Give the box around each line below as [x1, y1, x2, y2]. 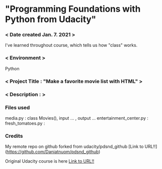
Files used [5, 104, 30, 111]
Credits [5, 132, 23, 139]
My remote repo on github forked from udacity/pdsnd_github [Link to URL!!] [5, 144, 158, 149]
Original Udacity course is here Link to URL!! [5, 158, 94, 164]
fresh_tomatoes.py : [5, 120, 45, 126]
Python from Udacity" [5, 14, 96, 25]
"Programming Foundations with [5, 3, 141, 15]
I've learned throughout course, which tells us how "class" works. [5, 42, 138, 48]
